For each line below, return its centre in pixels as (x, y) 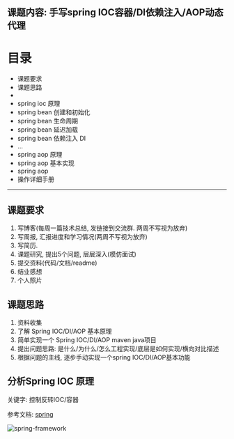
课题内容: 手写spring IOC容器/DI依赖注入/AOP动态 (116, 13)
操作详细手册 (36, 179)
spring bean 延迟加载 (48, 130)
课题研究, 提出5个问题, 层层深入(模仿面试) (77, 254)
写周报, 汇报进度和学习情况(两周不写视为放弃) (82, 237)
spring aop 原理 (40, 155)
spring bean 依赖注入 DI (52, 139)
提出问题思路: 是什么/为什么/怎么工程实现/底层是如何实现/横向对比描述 (118, 348)
